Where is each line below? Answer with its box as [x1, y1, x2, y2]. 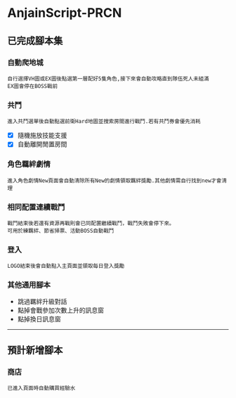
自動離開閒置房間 [17, 140, 67, 148]
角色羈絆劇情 [7, 160, 51, 169]
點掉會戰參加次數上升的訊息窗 [17, 306, 104, 314]
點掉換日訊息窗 [17, 315, 61, 323]
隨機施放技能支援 [17, 131, 67, 140]
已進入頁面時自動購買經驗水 [7, 385, 76, 392]
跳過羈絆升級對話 [17, 297, 67, 306]
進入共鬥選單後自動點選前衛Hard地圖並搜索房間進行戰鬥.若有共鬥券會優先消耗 [7, 118, 202, 125]
